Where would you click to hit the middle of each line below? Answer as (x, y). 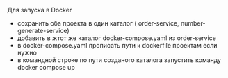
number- (193, 23)
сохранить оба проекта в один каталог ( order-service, (98, 23)
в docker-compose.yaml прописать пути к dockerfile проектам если (117, 45)
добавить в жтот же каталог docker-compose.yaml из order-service (117, 38)
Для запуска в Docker (40, 10)
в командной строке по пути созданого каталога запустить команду (119, 60)
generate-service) (43, 31)
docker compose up (46, 67)
